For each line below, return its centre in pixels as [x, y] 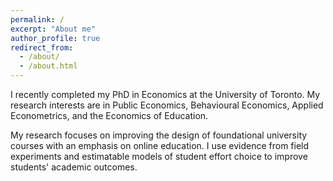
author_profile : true [55, 38]
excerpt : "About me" [53, 29]
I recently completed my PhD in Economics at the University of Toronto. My [165, 94]
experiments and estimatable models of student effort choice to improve [159, 156]
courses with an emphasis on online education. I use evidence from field [160, 145]
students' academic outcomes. [74, 167]
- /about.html [48, 66]
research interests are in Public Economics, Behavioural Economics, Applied [167, 105]
